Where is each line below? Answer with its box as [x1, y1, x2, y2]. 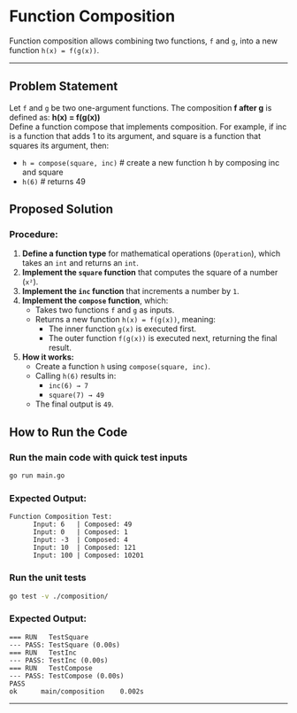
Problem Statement [9, 79, 118, 94]
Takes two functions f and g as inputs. [34, 305, 175, 315]
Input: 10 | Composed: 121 [32, 543, 137, 553]
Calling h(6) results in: [34, 370, 117, 382]
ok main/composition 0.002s [9, 686, 144, 696]
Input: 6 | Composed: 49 [32, 520, 133, 529]
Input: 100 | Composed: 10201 [32, 551, 144, 560]
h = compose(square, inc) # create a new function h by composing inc [21, 157, 280, 167]
